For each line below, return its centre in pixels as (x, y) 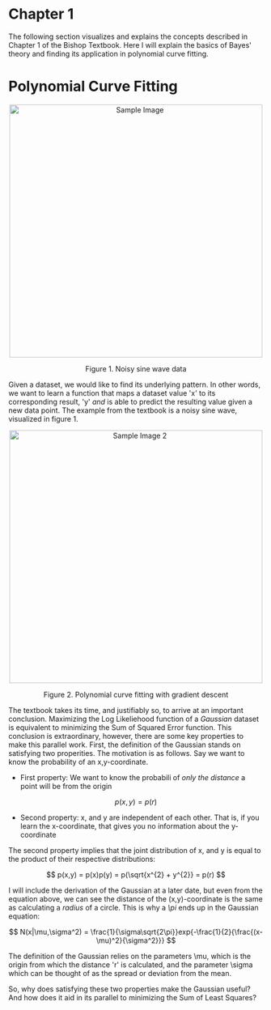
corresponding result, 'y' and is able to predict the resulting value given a (131, 401)
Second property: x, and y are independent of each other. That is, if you (140, 817)
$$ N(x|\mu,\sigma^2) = (49, 931)
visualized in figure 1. (43, 418)
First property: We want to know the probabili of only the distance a (133, 777)
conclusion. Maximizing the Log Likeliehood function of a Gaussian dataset (134, 719)
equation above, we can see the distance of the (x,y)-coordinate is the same (135, 898)
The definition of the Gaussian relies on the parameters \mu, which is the (130, 956)
